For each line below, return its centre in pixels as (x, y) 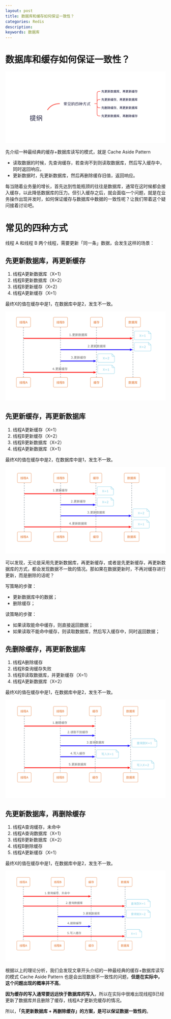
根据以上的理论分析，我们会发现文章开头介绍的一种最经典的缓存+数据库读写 (85, 970)
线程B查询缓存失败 (32, 669)
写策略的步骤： (21, 586)
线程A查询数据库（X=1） (38, 833)
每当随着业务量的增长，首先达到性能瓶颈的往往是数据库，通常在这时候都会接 (85, 187)
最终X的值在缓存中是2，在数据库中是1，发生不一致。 (60, 459)
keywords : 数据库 (22, 32)
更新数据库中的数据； (35, 597)
